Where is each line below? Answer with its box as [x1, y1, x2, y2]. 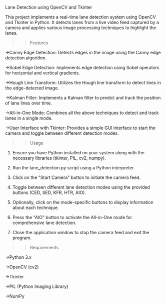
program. [12, 235, 31, 241]
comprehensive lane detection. [12, 220, 76, 226]
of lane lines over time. [5, 100, 52, 106]
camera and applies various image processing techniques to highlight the [5, 25, 156, 31]
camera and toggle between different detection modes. [5, 130, 119, 136]
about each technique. [12, 205, 59, 211]
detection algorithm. [5, 55, 47, 61]
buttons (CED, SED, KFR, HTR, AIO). [12, 189, 86, 195]
